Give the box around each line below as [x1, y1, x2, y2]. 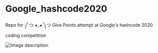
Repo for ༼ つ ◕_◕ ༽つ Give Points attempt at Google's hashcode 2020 [5, 22, 153, 28]
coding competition [5, 32, 46, 38]
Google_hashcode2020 [5, 3, 108, 15]
